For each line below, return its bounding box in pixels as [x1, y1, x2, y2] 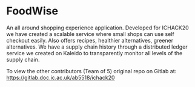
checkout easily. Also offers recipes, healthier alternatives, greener [6, 37, 174, 44]
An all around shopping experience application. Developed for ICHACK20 [6, 24, 189, 31]
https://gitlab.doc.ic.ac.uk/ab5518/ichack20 [6, 74, 115, 81]
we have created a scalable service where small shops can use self [6, 30, 174, 37]
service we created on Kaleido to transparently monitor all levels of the [6, 49, 183, 56]
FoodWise [6, 4, 59, 18]
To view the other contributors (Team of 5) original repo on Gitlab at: [6, 67, 177, 74]
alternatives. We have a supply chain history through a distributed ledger [6, 43, 188, 50]
